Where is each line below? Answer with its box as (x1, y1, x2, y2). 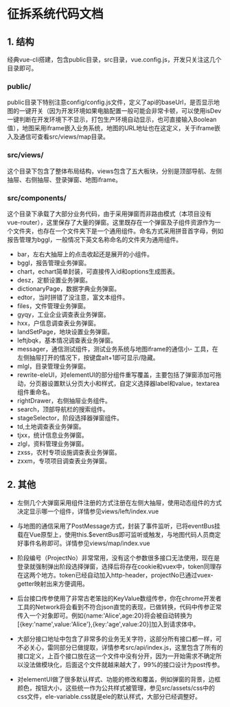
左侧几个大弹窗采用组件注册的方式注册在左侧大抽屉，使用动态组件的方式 (16, 498, 222, 506)
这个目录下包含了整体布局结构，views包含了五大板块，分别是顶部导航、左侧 (7, 167, 222, 175)
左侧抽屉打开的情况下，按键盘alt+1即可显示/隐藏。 (16, 353, 159, 362)
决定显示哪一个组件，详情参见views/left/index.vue (16, 507, 159, 515)
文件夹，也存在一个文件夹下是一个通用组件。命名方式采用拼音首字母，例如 (12, 227, 224, 235)
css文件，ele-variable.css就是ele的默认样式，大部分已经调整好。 (16, 692, 201, 700)
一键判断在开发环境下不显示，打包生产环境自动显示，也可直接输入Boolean (7, 115, 217, 124)
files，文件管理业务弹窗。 (16, 301, 90, 310)
